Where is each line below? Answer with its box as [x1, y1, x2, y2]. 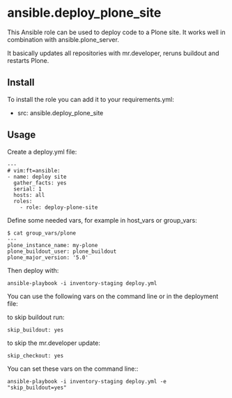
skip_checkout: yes [7, 352, 64, 359]
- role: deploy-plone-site [20, 204, 98, 211]
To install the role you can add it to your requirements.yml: [7, 95, 174, 103]
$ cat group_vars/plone [7, 229, 77, 237]
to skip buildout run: [7, 313, 65, 321]
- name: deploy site [7, 173, 68, 180]
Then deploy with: [7, 266, 59, 274]
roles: [13, 198, 33, 205]
